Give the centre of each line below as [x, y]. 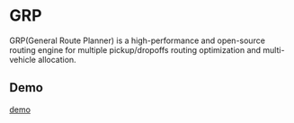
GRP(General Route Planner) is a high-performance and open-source [137, 40]
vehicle [22, 59]
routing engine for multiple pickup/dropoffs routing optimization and [135, 49]
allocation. [57, 59]
